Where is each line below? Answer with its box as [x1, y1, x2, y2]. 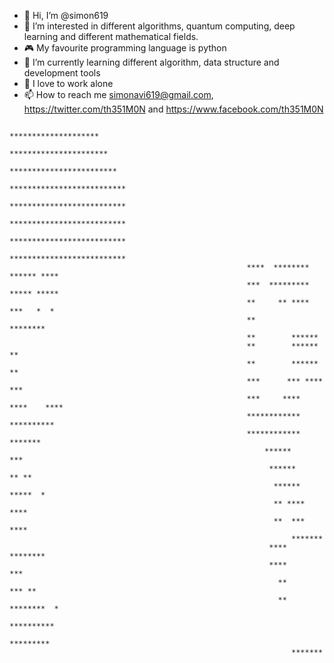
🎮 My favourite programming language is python [23, 42, 227, 54]
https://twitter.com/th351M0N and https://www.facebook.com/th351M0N [23, 103, 324, 115]
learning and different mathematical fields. [23, 31, 199, 42]
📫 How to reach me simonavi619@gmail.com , [23, 89, 214, 100]
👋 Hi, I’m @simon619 [23, 10, 109, 21]
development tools [23, 67, 101, 79]
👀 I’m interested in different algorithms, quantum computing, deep [23, 20, 296, 32]
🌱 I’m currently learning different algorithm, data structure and [23, 56, 280, 68]
